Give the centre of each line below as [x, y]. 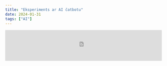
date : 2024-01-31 [23, 14]
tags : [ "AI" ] [19, 19]
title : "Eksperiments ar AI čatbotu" [44, 10]
